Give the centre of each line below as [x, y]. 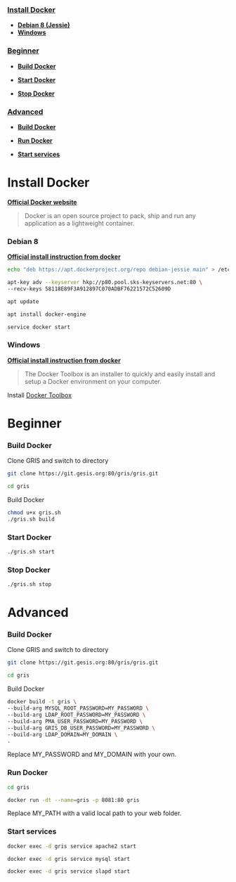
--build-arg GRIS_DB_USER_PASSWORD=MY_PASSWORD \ [81, 728]
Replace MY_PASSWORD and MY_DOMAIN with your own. [92, 755]
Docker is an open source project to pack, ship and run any [110, 215]
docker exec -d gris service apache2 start [72, 846]
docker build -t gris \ [42, 702]
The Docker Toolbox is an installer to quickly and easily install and [120, 373]
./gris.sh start [31, 551]
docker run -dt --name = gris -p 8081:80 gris [73, 800]
